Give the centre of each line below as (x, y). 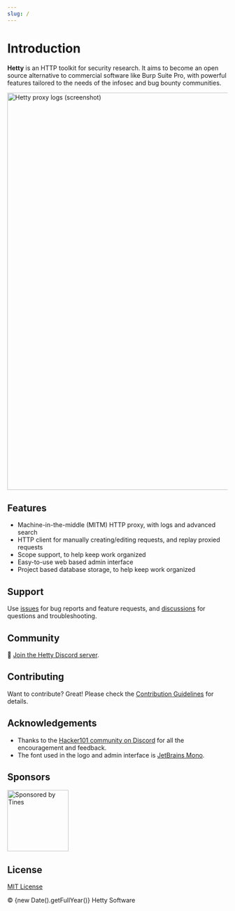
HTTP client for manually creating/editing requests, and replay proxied (119, 540)
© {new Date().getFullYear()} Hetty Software (71, 900)
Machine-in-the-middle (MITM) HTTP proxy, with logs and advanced (116, 525)
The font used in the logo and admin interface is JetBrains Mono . (111, 755)
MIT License (25, 886)
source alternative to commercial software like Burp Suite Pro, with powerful (117, 75)
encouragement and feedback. (62, 748)
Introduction (44, 48)
